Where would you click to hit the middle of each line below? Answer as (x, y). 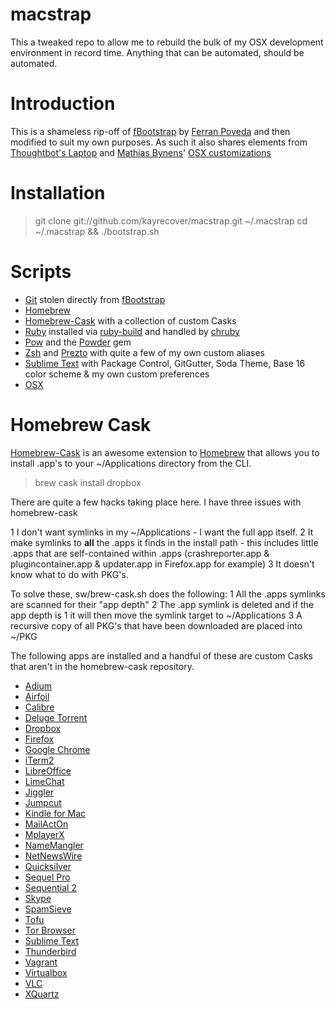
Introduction (63, 104)
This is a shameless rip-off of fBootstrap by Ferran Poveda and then (150, 131)
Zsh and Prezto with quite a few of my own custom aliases (144, 352)
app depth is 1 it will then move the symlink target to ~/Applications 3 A (156, 615)
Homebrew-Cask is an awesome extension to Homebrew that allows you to (165, 452)
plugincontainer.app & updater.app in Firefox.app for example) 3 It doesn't (162, 564)
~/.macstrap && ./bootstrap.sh (97, 231)
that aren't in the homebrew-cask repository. (102, 666)
